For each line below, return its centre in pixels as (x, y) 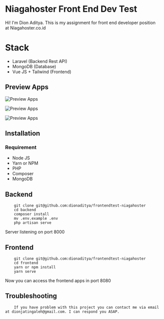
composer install (32, 214)
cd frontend (26, 263)
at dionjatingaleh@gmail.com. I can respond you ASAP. (62, 312)
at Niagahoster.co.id (26, 27)
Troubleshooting (31, 296)
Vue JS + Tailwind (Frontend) (42, 72)
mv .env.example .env (36, 219)
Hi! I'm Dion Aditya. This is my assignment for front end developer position (80, 23)
